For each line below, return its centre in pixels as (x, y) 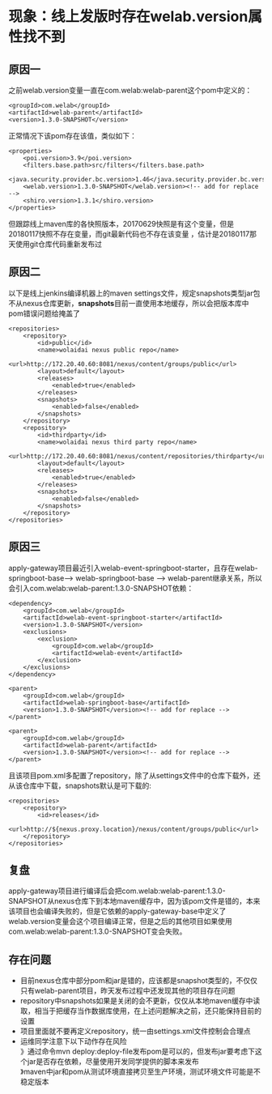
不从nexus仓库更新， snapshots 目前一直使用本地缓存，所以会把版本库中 (129, 303)
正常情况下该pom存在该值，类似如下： (73, 136)
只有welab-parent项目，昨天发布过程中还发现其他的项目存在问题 (128, 991)
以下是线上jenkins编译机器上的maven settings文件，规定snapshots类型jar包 (134, 293)
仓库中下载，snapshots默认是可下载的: (87, 785)
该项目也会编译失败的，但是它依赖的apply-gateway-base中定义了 (117, 911)
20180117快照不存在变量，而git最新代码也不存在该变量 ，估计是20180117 (129, 234)
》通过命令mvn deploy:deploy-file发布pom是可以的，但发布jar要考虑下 (138, 1051)
